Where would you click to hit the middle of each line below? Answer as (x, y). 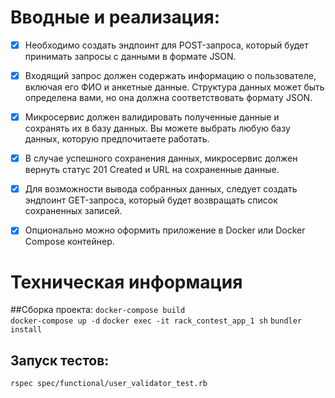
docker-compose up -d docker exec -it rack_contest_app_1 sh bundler (156, 321)
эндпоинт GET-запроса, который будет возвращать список (151, 200)
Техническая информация (126, 282)
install (26, 330)
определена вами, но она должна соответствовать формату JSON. (168, 98)
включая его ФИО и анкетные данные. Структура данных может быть (174, 87)
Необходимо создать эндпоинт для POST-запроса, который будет (166, 45)
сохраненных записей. (73, 211)
